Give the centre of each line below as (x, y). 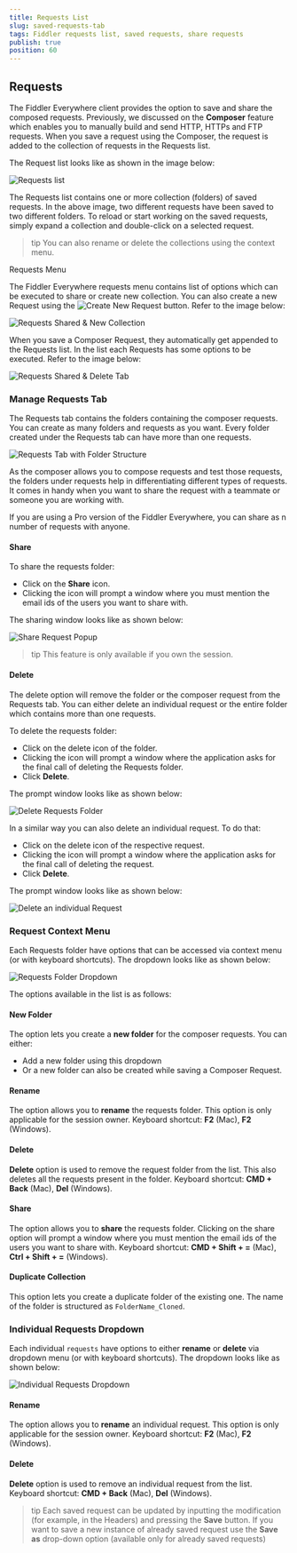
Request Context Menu (60, 931)
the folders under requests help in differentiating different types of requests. (148, 482)
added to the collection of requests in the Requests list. (110, 145)
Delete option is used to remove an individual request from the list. (131, 1484)
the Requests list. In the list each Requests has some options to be (130, 349)
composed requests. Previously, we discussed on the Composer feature (141, 117)
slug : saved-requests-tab (57, 26)
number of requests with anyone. (70, 527)
